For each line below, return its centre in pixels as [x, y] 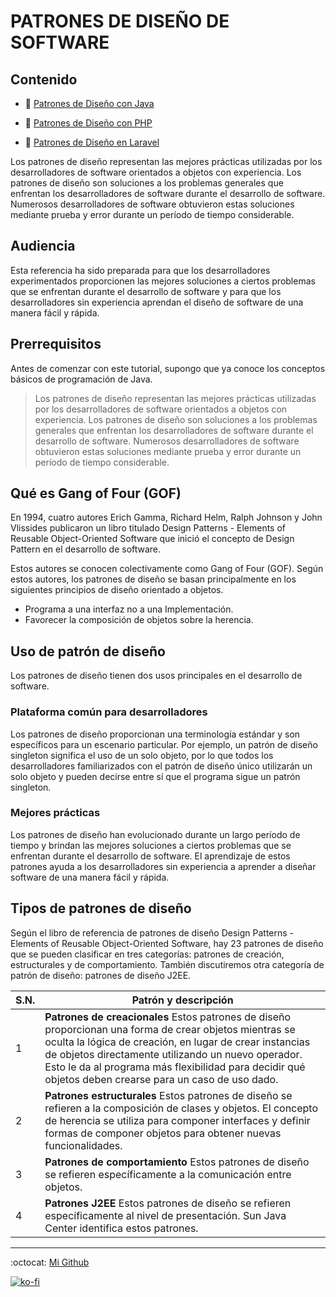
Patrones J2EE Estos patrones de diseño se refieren [168, 1203]
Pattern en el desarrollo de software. [86, 549]
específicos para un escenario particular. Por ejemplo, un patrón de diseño [164, 744]
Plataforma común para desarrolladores [109, 712]
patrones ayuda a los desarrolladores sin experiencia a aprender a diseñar [163, 866]
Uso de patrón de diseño [88, 651]
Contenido [44, 79]
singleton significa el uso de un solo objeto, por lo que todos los [142, 755]
